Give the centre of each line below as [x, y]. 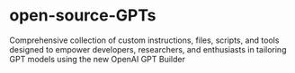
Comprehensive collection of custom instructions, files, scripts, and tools [144, 40]
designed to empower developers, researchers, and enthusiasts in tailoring [148, 49]
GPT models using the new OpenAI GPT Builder [98, 59]
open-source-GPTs [83, 16]
